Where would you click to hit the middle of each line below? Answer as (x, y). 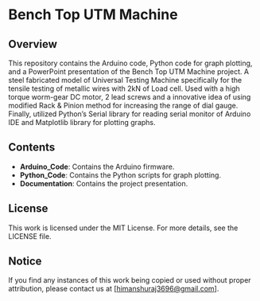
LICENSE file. (30, 236)
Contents (32, 148)
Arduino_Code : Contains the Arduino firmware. (97, 166)
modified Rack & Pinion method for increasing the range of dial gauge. (123, 106)
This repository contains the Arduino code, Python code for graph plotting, (130, 63)
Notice (25, 262)
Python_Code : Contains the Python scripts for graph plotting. (120, 175)
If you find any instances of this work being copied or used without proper (130, 280)
